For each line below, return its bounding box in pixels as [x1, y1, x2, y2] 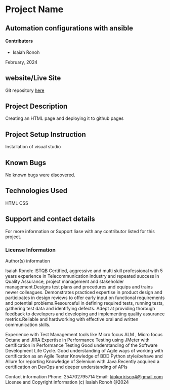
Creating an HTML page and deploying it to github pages [5, 115, 124, 121]
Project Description [5, 102, 68, 110]
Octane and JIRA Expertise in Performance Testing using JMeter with [5, 337, 150, 343]
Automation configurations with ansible [5, 24, 133, 32]
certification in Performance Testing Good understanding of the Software [5, 342, 158, 348]
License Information [5, 246, 56, 253]
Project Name [5, 4, 64, 15]
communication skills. [5, 321, 51, 328]
